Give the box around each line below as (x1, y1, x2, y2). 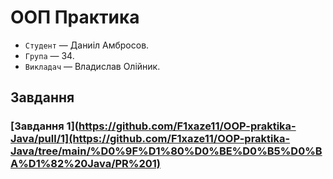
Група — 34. (24, 49, 75, 61)
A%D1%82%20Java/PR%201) (10, 157, 162, 171)
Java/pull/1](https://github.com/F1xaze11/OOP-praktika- (10, 132, 291, 146)
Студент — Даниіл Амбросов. (24, 39, 150, 51)
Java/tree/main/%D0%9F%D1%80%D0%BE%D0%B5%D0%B (10, 144, 323, 158)
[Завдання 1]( (10, 119, 79, 133)
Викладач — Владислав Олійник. (24, 60, 161, 72)
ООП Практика (10, 6, 140, 29)
